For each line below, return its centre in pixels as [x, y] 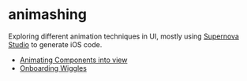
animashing [47, 15]
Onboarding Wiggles [53, 68]
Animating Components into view [73, 60]
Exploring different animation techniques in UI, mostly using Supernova [123, 36]
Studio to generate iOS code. [55, 44]
